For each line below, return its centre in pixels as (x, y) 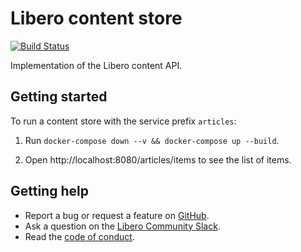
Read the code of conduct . (79, 236)
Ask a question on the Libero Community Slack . (122, 226)
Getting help (49, 191)
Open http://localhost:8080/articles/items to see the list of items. (158, 159)
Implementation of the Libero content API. (96, 65)
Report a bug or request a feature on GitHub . (117, 215)
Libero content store (96, 18)
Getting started (59, 97)
